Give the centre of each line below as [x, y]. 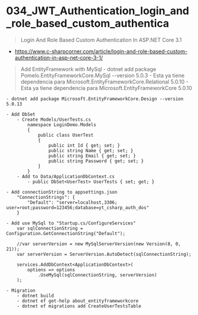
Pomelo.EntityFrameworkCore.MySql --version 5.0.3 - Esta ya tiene [103, 75]
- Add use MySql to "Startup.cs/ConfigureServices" [71, 223]
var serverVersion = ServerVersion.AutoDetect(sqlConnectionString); [104, 254]
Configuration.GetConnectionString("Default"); [66, 233]
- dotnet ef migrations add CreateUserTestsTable [79, 306]
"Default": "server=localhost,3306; [72, 202]
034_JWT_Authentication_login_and [98, 11]
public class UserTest [66, 135]
